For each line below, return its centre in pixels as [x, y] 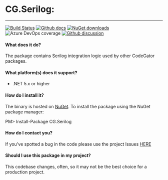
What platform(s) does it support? [41, 72]
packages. [16, 61]
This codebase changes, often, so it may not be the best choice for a [76, 166]
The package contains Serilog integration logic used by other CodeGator [80, 56]
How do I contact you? [29, 133]
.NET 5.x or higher [31, 84]
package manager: [24, 112]
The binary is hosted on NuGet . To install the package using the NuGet [78, 106]
